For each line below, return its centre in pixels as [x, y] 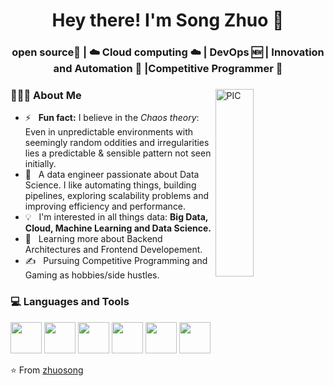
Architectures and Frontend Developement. [113, 250]
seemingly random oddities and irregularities [117, 143]
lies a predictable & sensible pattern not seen [118, 153]
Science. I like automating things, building [110, 185]
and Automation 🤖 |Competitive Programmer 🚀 [168, 69]
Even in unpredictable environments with [108, 132]
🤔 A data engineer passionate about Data [112, 175]
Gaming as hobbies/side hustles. [92, 275]
